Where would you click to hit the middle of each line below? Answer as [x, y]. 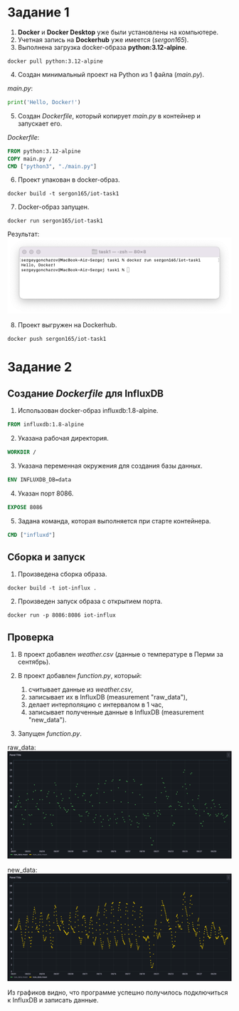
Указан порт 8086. [46, 493]
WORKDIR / [22, 452]
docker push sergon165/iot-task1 [57, 339]
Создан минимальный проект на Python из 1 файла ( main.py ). [111, 74]
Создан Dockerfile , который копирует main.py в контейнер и [109, 116]
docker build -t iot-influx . [52, 588]
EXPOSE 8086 [25, 507]
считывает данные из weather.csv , [81, 689]
